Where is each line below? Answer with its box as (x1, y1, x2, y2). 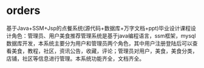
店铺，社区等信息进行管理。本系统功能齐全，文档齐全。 (6, 55, 144, 62)
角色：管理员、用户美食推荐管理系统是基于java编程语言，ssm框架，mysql (11, 32, 196, 39)
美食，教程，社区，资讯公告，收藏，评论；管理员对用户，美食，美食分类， (11, 47, 198, 55)
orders (6, 4, 41, 18)
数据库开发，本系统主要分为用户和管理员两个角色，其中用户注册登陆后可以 (6, 39, 192, 47)
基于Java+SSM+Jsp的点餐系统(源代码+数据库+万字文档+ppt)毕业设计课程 (6, 24, 191, 32)
